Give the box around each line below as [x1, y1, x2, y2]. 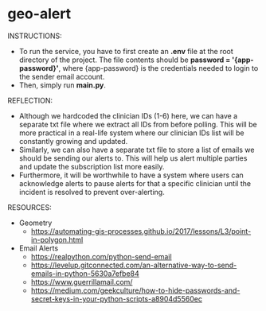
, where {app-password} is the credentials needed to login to [58, 63, 259, 72]
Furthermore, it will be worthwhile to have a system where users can [18, 170, 244, 180]
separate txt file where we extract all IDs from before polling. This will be [18, 119, 257, 129]
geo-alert [7, 5, 72, 23]
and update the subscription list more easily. [18, 161, 165, 171]
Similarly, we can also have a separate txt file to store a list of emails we [18, 145, 255, 154]
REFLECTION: [7, 95, 53, 105]
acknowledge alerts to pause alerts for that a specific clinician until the [18, 178, 252, 188]
